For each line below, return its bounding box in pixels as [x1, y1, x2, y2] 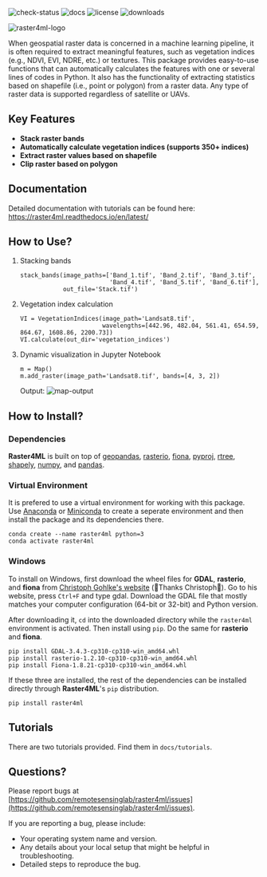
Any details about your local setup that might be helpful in [19, 843, 210, 852]
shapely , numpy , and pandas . [8, 460, 105, 470]
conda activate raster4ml [8, 537, 94, 546]
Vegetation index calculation [19, 299, 113, 309]
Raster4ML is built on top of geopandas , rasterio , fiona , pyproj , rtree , [8, 452, 236, 461]
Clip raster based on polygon [19, 159, 118, 168]
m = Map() [19, 365, 53, 373]
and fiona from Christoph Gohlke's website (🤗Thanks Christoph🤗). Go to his [8, 583, 257, 592]
